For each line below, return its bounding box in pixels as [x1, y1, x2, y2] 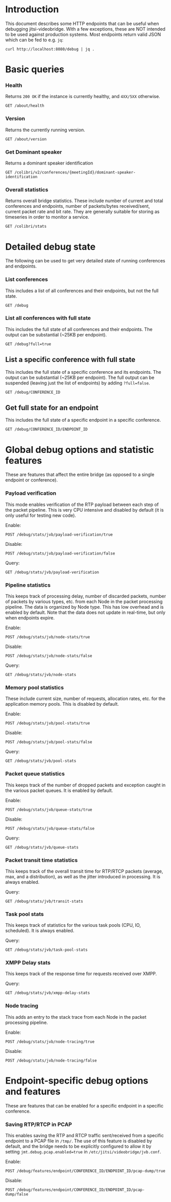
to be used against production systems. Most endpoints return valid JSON [5, 31, 161, 37]
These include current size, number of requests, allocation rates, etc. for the [5, 695, 166, 702]
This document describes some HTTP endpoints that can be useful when [5, 20, 159, 27]
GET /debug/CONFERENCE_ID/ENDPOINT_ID [5, 427, 88, 432]
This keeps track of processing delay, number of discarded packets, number [5, 593, 166, 599]
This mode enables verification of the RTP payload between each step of [5, 501, 159, 508]
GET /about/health [5, 103, 44, 108]
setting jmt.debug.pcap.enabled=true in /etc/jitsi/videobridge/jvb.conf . [5, 1149, 161, 1155]
